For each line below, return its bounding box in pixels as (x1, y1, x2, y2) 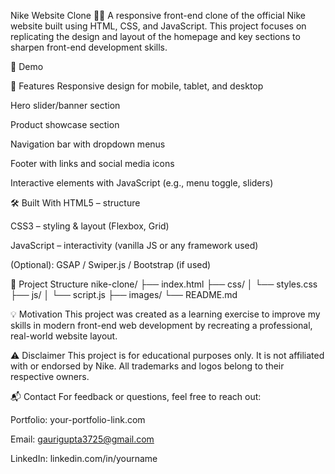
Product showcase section (10, 119, 120, 130)
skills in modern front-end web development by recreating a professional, (10, 320, 313, 331)
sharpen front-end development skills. (10, 41, 168, 53)
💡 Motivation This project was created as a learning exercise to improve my (10, 308, 321, 320)
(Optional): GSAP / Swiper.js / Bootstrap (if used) (10, 259, 212, 270)
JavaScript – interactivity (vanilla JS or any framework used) (10, 240, 259, 251)
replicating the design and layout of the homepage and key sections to (10, 31, 301, 42)
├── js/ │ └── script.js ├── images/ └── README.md (10, 289, 238, 300)
